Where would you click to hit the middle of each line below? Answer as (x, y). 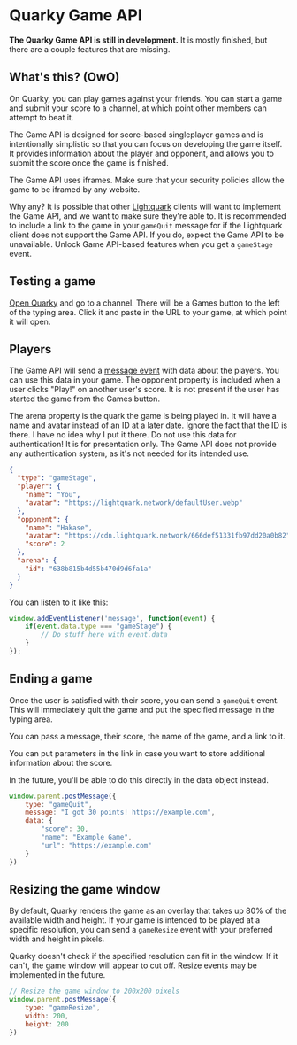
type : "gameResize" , (63, 1008)
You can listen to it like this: (59, 602)
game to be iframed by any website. (75, 189)
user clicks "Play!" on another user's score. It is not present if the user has (145, 390)
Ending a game (51, 679)
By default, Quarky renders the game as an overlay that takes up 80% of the (148, 911)
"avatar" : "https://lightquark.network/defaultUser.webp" (134, 503)
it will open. (30, 321)
